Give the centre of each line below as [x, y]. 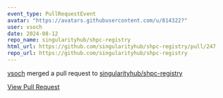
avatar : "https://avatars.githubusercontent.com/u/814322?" [98, 20]
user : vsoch [25, 27]
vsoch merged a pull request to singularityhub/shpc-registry [95, 73]
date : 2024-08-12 [33, 33]
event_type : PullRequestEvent [52, 14]
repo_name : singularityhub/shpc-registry [69, 40]
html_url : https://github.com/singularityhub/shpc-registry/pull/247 [112, 47]
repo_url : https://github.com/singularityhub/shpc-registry [98, 54]
